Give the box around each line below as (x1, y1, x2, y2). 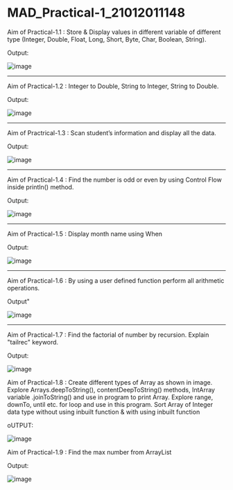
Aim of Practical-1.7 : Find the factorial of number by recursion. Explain (7, 331, 209, 339)
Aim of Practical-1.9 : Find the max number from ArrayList (7, 448, 172, 456)
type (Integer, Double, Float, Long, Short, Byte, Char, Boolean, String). (7, 35, 207, 43)
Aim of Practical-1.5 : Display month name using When (7, 229, 163, 238)
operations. (7, 283, 40, 292)
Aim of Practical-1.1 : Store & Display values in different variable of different (7, 28, 221, 36)
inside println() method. (7, 182, 74, 191)
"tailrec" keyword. (7, 338, 59, 346)
